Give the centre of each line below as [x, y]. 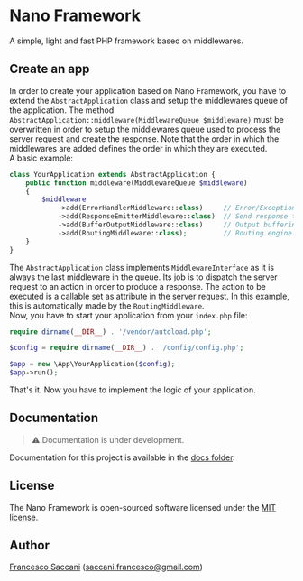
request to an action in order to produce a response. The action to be [138, 286]
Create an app [50, 69]
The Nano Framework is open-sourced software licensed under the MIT [143, 507]
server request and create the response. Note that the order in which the [144, 138]
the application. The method [62, 110]
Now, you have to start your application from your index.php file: [129, 315]
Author [29, 545]
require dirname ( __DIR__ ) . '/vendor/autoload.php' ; [110, 332]
